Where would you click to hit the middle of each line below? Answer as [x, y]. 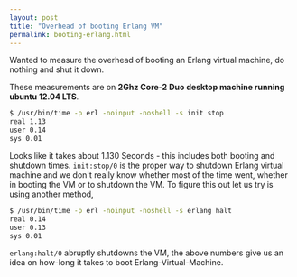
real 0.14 [28, 219]
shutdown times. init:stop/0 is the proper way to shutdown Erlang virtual [147, 165]
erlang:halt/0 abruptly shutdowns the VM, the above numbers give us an [147, 253]
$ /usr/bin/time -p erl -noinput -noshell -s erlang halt [121, 210]
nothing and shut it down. [57, 69]
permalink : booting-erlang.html [70, 34]
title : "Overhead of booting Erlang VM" [87, 26]
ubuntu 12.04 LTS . [44, 97]
